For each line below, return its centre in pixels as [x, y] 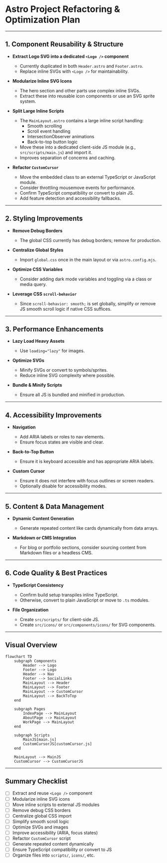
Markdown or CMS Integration [44, 538]
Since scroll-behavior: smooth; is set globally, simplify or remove [88, 303]
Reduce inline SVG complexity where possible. [67, 376]
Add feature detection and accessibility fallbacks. [70, 198]
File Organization [30, 610]
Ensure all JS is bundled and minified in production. [72, 395]
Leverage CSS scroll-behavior [44, 294]
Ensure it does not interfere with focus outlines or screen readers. [87, 481]
